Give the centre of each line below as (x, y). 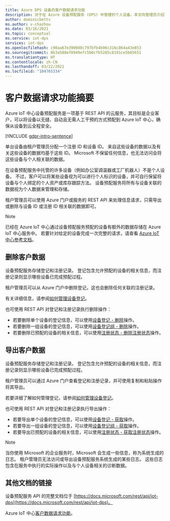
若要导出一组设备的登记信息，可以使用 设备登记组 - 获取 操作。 (77, 425)
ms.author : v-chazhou (28, 24)
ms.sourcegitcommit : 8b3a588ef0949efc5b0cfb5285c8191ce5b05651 (73, 52)
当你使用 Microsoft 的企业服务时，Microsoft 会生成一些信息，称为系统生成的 (84, 452)
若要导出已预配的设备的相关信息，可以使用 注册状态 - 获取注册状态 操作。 (88, 432)
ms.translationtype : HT (30, 57)
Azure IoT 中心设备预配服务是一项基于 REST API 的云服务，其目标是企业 (80, 113)
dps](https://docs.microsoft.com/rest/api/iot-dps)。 (59, 502)
